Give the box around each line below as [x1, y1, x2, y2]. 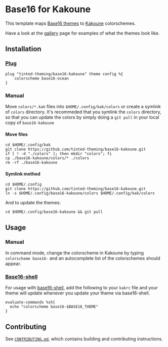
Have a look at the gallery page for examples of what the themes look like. [5, 30, 160, 36]
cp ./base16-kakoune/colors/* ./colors [5, 156, 90, 161]
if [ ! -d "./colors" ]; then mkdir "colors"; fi [5, 151, 112, 156]
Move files [5, 131, 28, 137]
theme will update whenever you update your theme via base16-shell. [5, 290, 150, 296]
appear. [5, 261, 21, 267]
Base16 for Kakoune [5, 4, 91, 15]
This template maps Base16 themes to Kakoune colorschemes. [5, 20, 136, 26]
